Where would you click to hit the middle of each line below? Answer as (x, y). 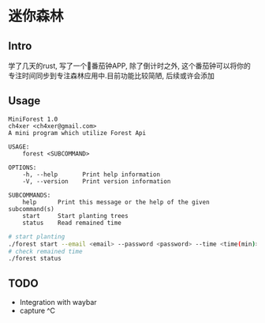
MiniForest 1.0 (33, 119)
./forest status (35, 259)
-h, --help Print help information (91, 175)
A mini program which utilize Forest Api (77, 133)
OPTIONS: (22, 167)
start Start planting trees (75, 216)
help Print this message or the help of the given (116, 202)
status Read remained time (72, 223)
